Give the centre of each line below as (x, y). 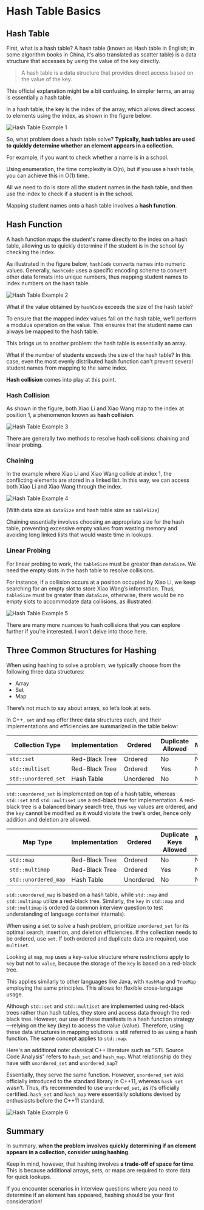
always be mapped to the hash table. (53, 331)
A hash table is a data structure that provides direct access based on (107, 73)
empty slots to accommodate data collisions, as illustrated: (80, 601)
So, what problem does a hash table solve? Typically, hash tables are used (101, 139)
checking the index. (31, 252)
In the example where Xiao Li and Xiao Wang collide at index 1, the (89, 474)
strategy (184, 1019)
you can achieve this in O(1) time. (48, 175)
